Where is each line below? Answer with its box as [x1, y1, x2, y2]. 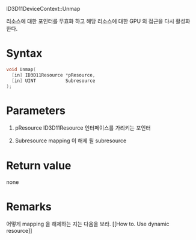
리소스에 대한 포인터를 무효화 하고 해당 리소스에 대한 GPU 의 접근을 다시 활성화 [6, 17, 191, 25]
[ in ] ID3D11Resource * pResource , [11, 72, 96, 78]
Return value [6, 159, 72, 172]
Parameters [6, 104, 66, 117]
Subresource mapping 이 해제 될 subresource [14, 137, 127, 144]
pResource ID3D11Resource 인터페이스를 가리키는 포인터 [14, 124, 152, 131]
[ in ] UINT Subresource [11, 78, 96, 84]
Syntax [6, 46, 43, 60]
